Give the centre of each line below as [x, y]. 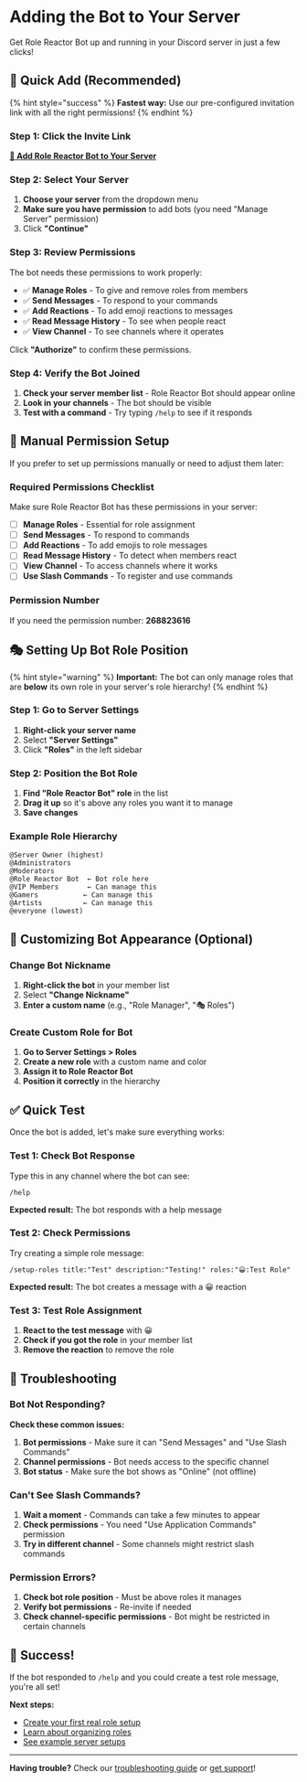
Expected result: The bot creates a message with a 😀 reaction [128, 1286]
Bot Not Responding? [58, 1404]
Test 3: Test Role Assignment [76, 1310]
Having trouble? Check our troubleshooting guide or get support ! [132, 1768]
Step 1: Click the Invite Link [70, 136]
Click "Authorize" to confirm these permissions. [101, 349]
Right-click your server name [79, 730]
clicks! [21, 51]
